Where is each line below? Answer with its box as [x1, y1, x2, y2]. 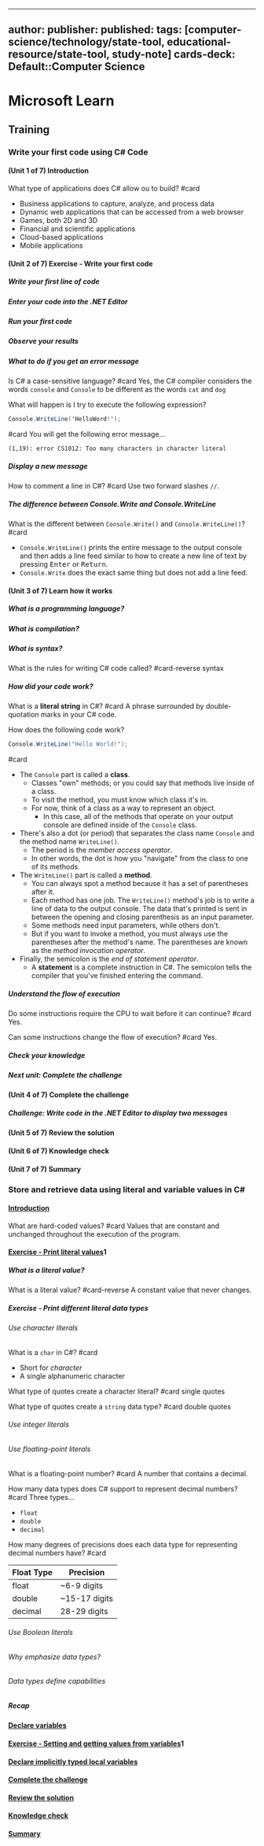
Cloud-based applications [19, 233, 104, 242]
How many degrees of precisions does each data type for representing [8, 1539, 238, 1549]
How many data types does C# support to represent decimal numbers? [8, 1483, 238, 1494]
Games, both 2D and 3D [19, 216, 98, 225]
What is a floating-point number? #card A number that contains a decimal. [8, 1468, 248, 1478]
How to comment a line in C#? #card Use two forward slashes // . [8, 482, 220, 490]
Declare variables [8, 1721, 67, 1730]
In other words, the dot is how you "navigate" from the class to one [31, 854, 249, 863]
